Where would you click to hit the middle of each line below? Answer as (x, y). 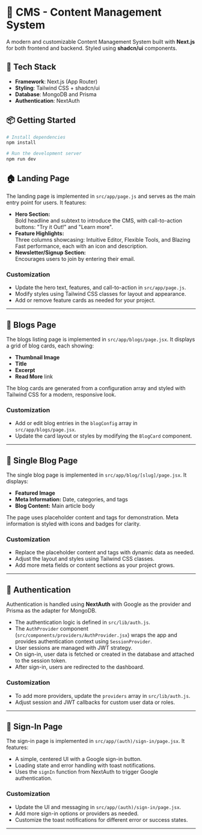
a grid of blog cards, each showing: (50, 346)
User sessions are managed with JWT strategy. (74, 648)
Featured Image (35, 493)
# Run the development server (44, 154)
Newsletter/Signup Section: (50, 252)
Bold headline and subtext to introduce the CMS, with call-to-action (98, 220)
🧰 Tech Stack (31, 67)
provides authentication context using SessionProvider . (83, 641)
